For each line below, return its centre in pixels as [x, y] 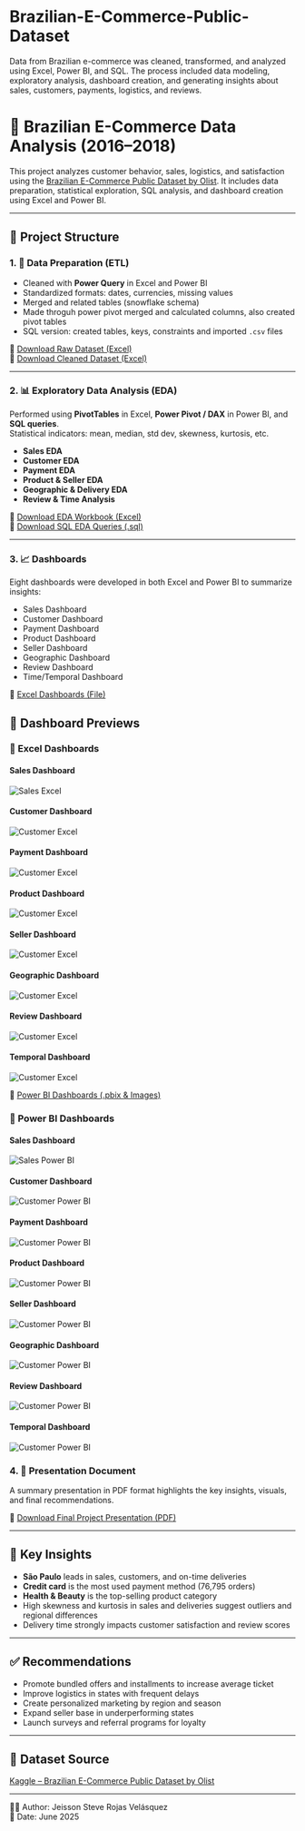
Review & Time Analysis [69, 499]
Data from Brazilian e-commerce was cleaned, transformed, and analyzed [148, 61]
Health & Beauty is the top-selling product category [120, 1596]
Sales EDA [42, 450]
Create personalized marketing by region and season [122, 1703]
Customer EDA [51, 460]
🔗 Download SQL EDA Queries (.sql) [76, 526]
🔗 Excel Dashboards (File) [58, 694]
